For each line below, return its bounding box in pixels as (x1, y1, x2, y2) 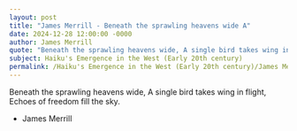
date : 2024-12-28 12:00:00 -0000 (9, 29, 133, 38)
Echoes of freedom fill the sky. (9, 96, 121, 106)
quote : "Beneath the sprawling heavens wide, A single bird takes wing (9, 46, 278, 55)
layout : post (9, 12, 57, 22)
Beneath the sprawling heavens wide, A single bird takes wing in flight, (9, 86, 267, 97)
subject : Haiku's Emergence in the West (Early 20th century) (9, 54, 243, 63)
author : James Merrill (9, 37, 93, 47)
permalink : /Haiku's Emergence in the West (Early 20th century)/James (9, 63, 278, 72)
